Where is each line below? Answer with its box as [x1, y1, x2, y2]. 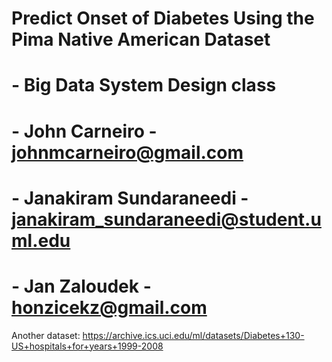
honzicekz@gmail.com [11, 296, 208, 319]
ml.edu [11, 229, 71, 252]
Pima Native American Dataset [11, 28, 271, 51]
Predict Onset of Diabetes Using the [11, 7, 315, 30]
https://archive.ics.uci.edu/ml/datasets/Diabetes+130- [82, 329, 305, 341]
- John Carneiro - [11, 120, 158, 142]
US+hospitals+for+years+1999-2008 [11, 340, 164, 352]
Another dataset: [11, 329, 81, 341]
